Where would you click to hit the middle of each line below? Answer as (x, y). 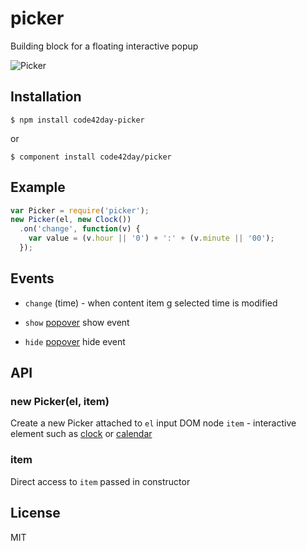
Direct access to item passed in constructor (100, 481)
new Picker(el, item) (60, 402)
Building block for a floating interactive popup (104, 46)
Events (32, 278)
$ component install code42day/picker (91, 157)
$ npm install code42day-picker (77, 120)
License (35, 513)
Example (38, 187)
